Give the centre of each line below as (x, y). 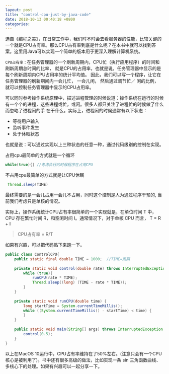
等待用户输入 (26, 121)
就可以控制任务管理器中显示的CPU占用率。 (50, 87)
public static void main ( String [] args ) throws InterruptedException (89, 329)
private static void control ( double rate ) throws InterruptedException (91, 268)
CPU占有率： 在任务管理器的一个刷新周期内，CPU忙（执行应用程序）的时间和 (82, 62)
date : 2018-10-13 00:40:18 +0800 (40, 19)
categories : (18, 24)
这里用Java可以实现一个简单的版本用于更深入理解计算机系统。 (78, 51)
